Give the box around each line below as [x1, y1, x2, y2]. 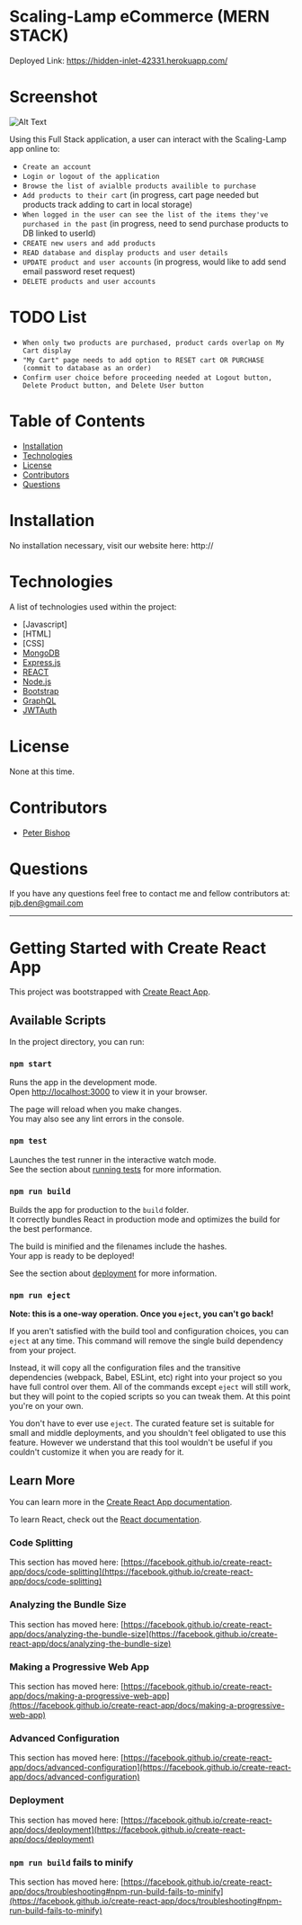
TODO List [9, 307, 87, 327]
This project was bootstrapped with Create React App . [9, 986, 211, 997]
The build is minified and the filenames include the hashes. [9, 1241, 227, 1252]
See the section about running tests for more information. [9, 1163, 222, 1174]
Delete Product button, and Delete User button [22, 380, 204, 390]
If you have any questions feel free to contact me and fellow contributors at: [9, 888, 290, 899]
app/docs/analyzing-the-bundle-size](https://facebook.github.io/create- [9, 1628, 279, 1639]
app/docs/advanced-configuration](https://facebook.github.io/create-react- [9, 1762, 292, 1773]
